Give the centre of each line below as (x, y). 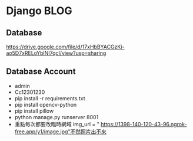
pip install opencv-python (46, 104)
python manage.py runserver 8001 (56, 117)
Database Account (41, 72)
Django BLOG (39, 11)
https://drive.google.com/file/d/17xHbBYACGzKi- (65, 47)
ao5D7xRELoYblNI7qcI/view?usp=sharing (56, 53)
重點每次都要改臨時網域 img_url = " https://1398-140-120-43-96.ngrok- (101, 124)
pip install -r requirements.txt (50, 98)
